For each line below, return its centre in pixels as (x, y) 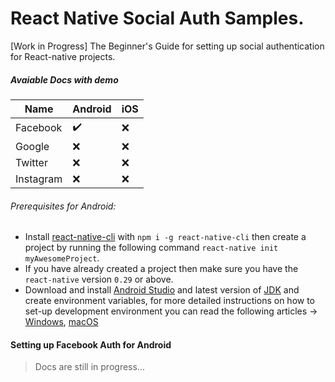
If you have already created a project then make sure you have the (161, 269)
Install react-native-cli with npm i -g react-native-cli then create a (165, 237)
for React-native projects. (63, 56)
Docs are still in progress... (89, 367)
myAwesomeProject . (62, 258)
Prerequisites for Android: (63, 206)
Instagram (39, 179)
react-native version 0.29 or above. (99, 279)
